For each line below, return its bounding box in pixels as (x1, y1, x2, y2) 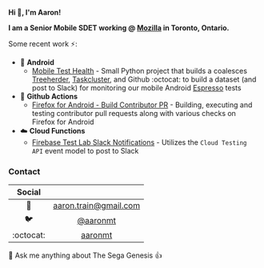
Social (16, 186, 42, 198)
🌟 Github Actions (19, 92, 78, 101)
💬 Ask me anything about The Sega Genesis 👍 (8, 250, 162, 260)
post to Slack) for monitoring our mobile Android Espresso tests (31, 83, 242, 92)
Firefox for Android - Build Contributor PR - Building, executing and (31, 100, 253, 110)
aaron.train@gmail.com (53, 200, 141, 211)
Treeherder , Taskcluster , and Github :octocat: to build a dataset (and (31, 74, 257, 84)
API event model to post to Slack (31, 146, 139, 155)
